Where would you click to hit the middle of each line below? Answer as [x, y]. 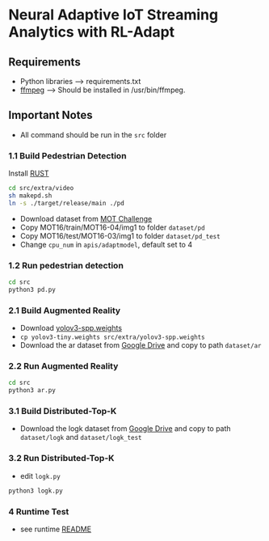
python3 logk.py [36, 491]
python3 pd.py [32, 290]
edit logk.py [40, 475]
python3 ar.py [32, 391]
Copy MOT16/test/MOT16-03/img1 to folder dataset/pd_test [120, 235]
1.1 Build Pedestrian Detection [67, 155]
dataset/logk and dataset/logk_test [81, 437]
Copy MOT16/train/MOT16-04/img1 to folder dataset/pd [112, 227]
